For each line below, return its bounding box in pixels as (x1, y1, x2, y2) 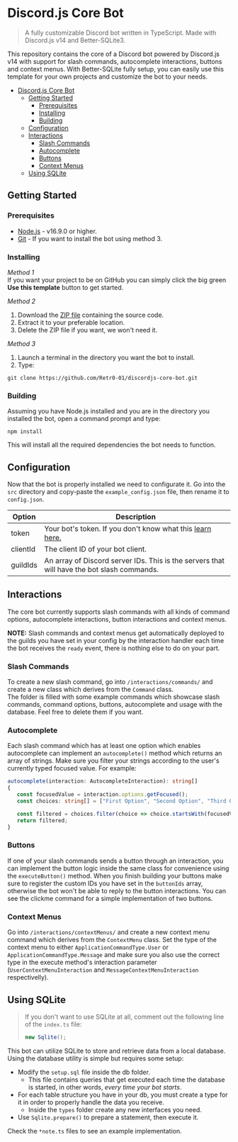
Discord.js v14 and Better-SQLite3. (24, 35, 126, 44)
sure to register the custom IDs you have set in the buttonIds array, (7, 879, 203, 888)
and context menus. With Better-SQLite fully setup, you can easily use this (7, 65, 225, 73)
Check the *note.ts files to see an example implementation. (7, 1126, 182, 1135)
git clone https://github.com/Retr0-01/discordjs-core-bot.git (7, 374, 198, 381)
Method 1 (7, 268, 35, 276)
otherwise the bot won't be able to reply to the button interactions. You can (7, 886, 227, 895)
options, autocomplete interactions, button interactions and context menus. (7, 615, 227, 623)
